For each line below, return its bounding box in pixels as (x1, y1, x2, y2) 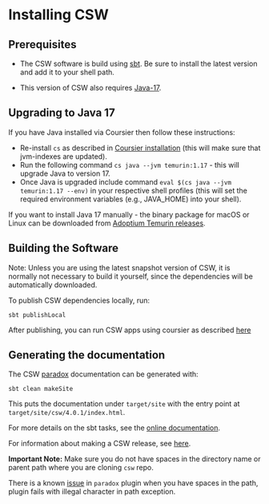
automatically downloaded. (8, 279, 98, 290)
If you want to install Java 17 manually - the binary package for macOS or (8, 209, 250, 219)
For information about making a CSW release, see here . (8, 439, 191, 449)
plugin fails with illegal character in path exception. (8, 487, 176, 497)
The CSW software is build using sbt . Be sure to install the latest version (19, 59, 258, 68)
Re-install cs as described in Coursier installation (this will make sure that (19, 143, 261, 152)
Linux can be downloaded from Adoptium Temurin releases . (8, 218, 206, 228)
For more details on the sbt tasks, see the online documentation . (8, 423, 221, 433)
